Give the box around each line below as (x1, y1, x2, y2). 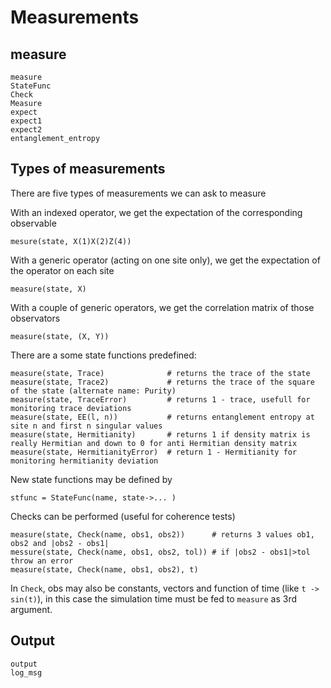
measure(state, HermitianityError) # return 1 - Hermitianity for (10, 447, 298, 457)
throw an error (10, 556, 74, 566)
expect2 (10, 125, 43, 135)
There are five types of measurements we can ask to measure (10, 187, 267, 199)
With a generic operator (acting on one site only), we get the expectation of (10, 254, 321, 266)
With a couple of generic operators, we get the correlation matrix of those (10, 301, 315, 313)
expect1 (10, 116, 43, 126)
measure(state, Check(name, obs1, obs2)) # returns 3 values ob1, (10, 529, 315, 540)
